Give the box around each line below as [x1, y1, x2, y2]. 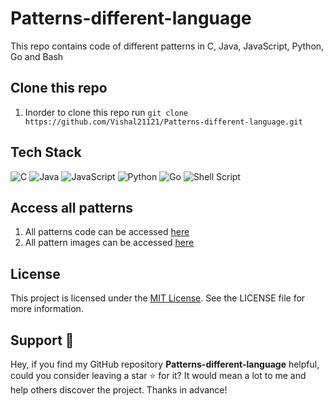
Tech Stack [10, 144, 82, 161]
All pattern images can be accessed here [24, 237, 195, 249]
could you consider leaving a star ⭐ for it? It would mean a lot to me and [10, 370, 307, 381]
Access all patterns [10, 199, 134, 216]
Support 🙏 [10, 332, 75, 349]
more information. [10, 303, 84, 315]
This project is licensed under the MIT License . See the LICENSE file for [10, 292, 306, 304]
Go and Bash [10, 50, 64, 62]
